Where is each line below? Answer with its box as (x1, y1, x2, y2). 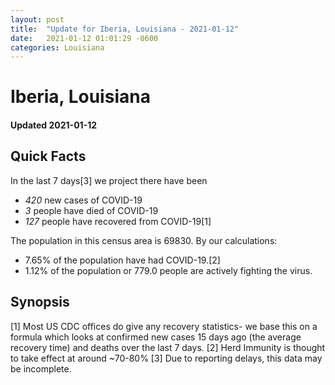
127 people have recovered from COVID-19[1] (24, 215, 212, 227)
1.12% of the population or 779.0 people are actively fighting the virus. (24, 264, 313, 276)
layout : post (10, 14, 65, 25)
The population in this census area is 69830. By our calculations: (10, 234, 278, 246)
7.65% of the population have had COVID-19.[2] (24, 254, 221, 266)
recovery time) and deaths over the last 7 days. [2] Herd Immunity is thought (10, 341, 326, 353)
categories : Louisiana (10, 42, 105, 53)
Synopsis (10, 294, 70, 311)
